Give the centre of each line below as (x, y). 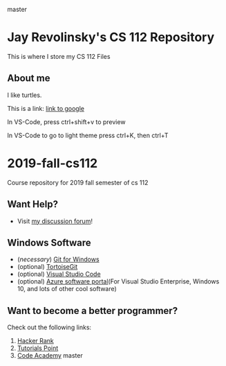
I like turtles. (25, 95)
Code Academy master (50, 356)
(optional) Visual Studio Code (59, 274)
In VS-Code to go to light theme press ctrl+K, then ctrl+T (88, 135)
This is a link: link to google (46, 108)
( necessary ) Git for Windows (58, 259)
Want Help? (33, 204)
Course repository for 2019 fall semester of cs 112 (78, 182)
